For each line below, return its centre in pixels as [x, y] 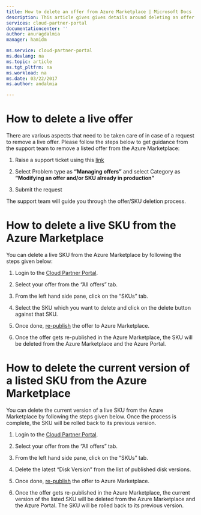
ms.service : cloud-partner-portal [49, 51]
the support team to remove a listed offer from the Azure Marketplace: [93, 148]
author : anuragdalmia [33, 34]
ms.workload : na [26, 73]
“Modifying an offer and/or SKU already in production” [85, 178]
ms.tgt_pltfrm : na [29, 67]
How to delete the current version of [98, 368]
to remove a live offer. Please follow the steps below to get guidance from [97, 142]
